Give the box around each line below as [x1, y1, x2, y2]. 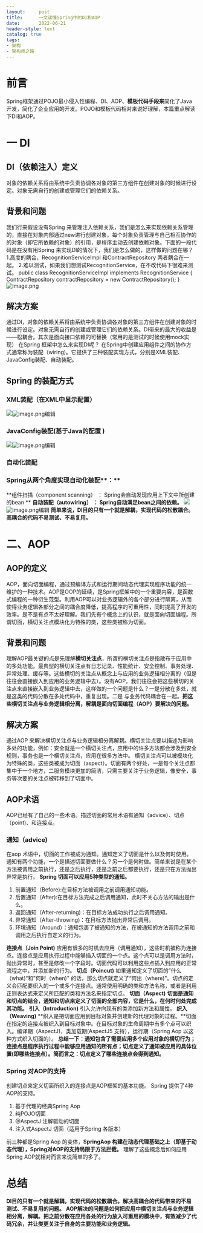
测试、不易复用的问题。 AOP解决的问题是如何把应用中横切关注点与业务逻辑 [6, 1205, 194, 1212]
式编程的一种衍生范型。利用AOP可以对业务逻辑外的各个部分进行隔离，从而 [6, 595, 192, 603]
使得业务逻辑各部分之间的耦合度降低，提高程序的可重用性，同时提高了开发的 [6, 603, 197, 610]
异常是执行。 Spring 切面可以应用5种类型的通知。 [6, 873, 130, 881]
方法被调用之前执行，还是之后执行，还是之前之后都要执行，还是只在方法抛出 [6, 865, 197, 873]
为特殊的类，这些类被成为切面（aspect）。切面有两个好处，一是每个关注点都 [6, 759, 195, 767]
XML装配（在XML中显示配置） [6, 395, 96, 403]
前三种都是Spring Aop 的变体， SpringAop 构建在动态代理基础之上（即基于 [6, 1138, 192, 1145]
